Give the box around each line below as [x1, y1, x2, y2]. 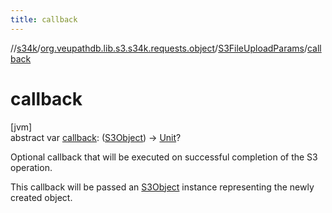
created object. [10, 191, 73, 203]
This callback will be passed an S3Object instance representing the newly [10, 181, 315, 193]
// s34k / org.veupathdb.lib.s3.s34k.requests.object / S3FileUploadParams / [10, 42, 308, 54]
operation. [10, 161, 53, 173]
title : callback [10, 14, 78, 25]
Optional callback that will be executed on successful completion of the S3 [10, 151, 318, 163]
